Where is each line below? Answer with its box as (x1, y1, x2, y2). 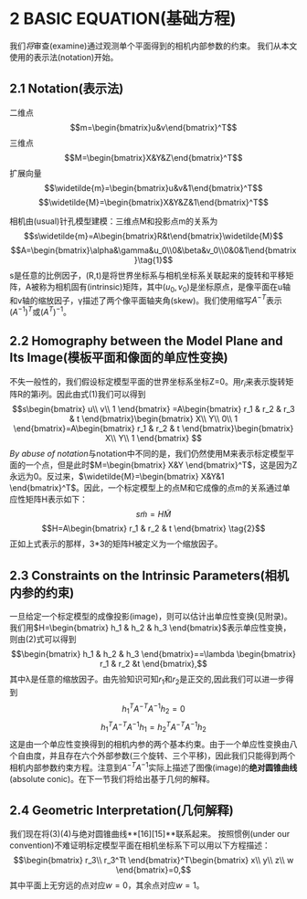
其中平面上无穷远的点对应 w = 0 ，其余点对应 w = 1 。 (9, 880, 205, 891)
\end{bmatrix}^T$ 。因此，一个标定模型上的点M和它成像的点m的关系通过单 (9, 482, 291, 493)
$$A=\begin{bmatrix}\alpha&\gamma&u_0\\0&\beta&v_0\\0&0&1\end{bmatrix (10, 244, 297, 256)
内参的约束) (9, 585, 75, 600)
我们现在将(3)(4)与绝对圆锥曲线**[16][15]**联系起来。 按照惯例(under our (9, 829, 291, 840)
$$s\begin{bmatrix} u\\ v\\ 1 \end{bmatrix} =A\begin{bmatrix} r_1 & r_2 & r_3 (12, 404, 295, 415)
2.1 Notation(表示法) (9, 81, 124, 97)
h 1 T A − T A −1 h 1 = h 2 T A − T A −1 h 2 (100, 719, 207, 734)
